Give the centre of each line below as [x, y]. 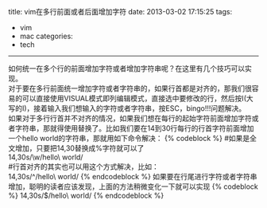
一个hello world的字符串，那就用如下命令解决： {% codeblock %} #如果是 [129, 138]
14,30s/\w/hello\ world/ [46, 157]
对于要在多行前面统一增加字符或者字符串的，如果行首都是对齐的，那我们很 [130, 88]
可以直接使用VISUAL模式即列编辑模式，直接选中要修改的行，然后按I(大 [137, 98]
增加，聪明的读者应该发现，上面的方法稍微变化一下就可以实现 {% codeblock [133, 186]
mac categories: [46, 36]
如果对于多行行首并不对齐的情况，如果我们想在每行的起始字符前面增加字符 [130, 118]
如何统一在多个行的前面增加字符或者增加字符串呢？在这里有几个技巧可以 [126, 69]
